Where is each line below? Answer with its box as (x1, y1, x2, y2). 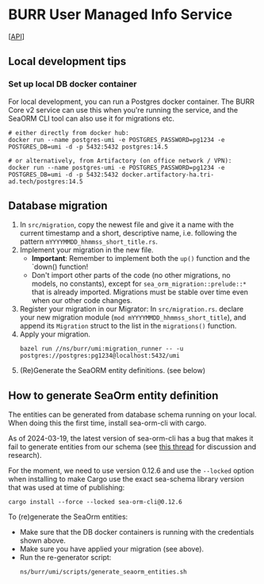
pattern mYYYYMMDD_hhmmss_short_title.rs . (19, 236, 159, 247)
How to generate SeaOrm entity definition (8, 389, 219, 402)
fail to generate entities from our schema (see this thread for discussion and (8, 442, 257, 451)
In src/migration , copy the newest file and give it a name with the (19, 220, 234, 229)
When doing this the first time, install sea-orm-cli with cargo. (8, 418, 207, 428)
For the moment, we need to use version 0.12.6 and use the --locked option (8, 466, 254, 475)
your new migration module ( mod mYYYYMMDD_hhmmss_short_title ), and (19, 313, 247, 322)
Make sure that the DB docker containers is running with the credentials (19, 528, 254, 537)
